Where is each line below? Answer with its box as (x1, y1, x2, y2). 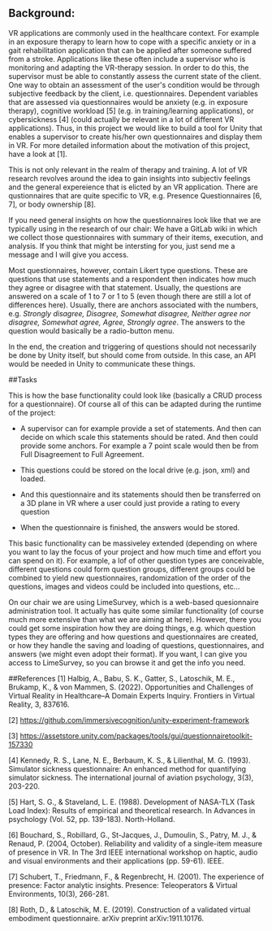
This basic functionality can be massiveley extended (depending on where (8, 538, 258, 548)
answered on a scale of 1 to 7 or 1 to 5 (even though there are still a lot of (8, 291, 252, 301)
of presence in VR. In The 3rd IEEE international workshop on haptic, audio (8, 847, 258, 857)
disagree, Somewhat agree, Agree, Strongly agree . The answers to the (8, 317, 245, 327)
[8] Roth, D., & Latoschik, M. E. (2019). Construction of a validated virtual (8, 904, 251, 914)
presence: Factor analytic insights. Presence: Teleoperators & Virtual (8, 880, 238, 890)
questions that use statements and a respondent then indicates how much (8, 274, 257, 284)
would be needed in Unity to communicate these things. (8, 359, 196, 368)
